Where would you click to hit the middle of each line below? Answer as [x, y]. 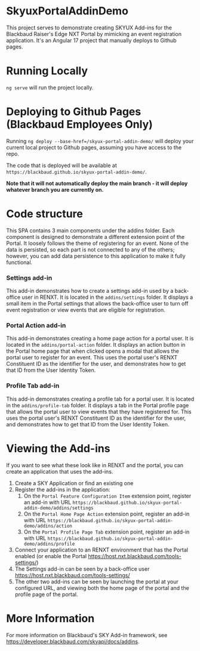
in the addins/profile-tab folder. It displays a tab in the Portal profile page [98, 405]
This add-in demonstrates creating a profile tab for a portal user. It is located [100, 399]
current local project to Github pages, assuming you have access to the [94, 147]
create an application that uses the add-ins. [60, 471]
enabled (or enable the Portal [51, 556]
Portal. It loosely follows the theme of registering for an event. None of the [98, 243]
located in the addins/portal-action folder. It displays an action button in [96, 345]
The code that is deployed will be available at [62, 165]
